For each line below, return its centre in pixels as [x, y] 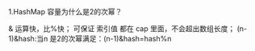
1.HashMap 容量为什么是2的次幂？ [65, 12]
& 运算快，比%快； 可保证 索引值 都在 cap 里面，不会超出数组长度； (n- [128, 29]
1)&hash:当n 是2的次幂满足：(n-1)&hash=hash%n [90, 39]
